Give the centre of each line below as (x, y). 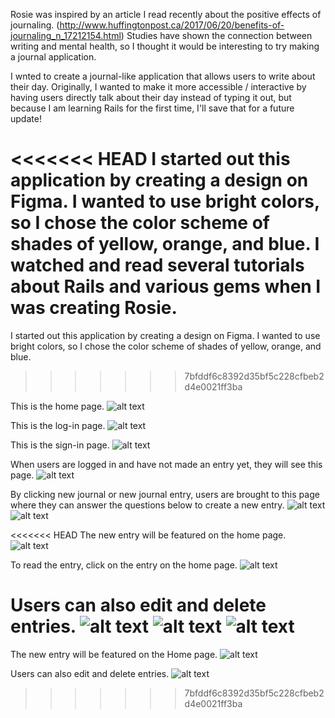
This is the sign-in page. (60, 445)
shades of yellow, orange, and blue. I (165, 244)
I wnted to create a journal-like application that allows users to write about (163, 76)
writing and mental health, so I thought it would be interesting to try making (165, 46)
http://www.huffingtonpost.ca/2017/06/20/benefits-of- (172, 25)
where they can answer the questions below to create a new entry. (147, 505)
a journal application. (53, 57)
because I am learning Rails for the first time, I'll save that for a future (152, 108)
